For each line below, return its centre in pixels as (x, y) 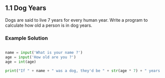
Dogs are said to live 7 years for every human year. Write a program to (77, 20)
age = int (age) (21, 62)
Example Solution (27, 38)
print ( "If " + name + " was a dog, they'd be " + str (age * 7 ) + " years (83, 71)
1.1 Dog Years (26, 8)
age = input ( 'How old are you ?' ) (41, 57)
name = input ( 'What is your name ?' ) (44, 53)
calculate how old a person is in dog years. (49, 25)
